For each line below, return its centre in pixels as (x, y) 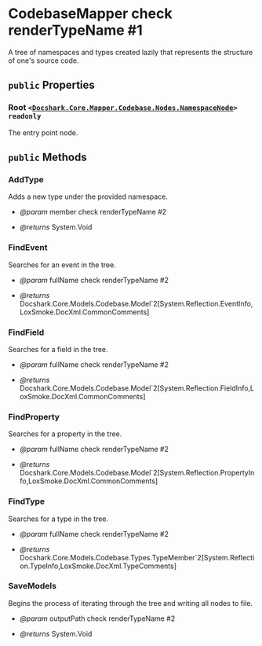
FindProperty (34, 417)
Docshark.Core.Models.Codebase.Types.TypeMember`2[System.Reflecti (137, 557)
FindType (27, 501)
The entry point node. (43, 132)
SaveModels (33, 586)
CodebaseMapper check (90, 14)
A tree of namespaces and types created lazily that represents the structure (131, 52)
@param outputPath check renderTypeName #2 (97, 618)
